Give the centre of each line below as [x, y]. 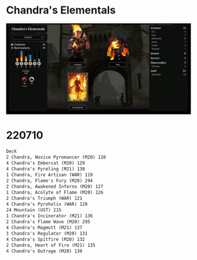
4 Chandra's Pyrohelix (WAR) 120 [47, 204]
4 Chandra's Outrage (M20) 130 [44, 251]
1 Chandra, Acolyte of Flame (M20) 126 [55, 193]
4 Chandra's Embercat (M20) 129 [45, 163]
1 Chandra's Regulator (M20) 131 [47, 234]
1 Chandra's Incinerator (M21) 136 [50, 216]
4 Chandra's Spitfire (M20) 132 [45, 239]
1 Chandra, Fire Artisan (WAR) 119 [50, 175]
